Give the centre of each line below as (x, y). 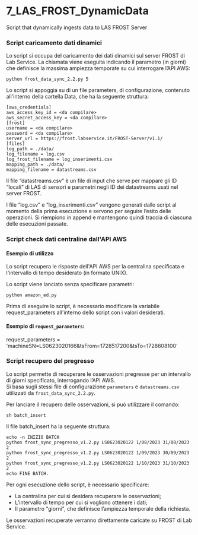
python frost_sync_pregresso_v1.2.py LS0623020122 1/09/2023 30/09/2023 (98, 452)
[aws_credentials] (29, 107)
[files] (16, 144)
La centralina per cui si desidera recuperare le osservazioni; (88, 496)
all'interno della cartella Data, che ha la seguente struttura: (78, 97)
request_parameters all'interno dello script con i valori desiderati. (86, 312)
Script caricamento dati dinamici (54, 43)
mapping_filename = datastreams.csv (51, 170)
